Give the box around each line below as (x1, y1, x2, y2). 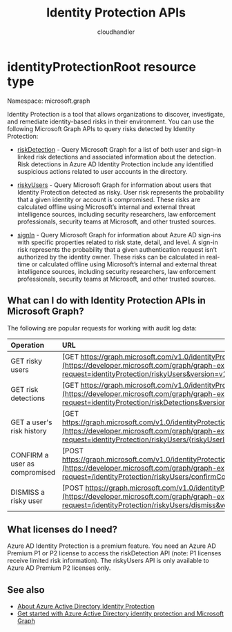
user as (10, 459, 35, 468)
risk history (10, 426, 47, 435)
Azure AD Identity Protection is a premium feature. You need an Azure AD (7, 542, 216, 550)
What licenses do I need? (7, 523, 118, 535)
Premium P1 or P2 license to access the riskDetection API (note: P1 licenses (7, 549, 222, 557)
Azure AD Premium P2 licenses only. (7, 564, 111, 572)
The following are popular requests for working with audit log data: (7, 324, 197, 332)
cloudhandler (97, 28, 135, 36)
